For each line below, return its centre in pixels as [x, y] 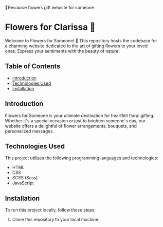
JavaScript [23, 183]
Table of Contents [33, 66]
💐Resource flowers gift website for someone [49, 8]
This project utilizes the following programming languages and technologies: [82, 158]
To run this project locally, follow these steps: [50, 210]
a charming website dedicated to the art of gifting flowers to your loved [76, 46]
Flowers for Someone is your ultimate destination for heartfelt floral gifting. [80, 115]
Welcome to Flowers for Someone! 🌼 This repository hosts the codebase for [81, 40]
